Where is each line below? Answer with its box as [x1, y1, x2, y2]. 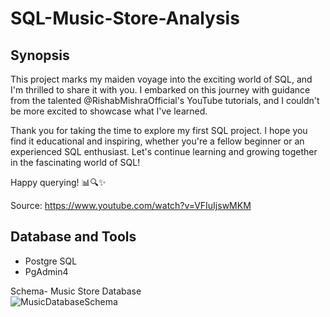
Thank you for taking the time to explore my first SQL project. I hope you [10, 125, 308, 136]
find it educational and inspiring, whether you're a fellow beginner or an [10, 135, 305, 147]
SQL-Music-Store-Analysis [10, 7, 240, 30]
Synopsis [10, 47, 70, 64]
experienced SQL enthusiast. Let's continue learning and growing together [10, 146, 318, 157]
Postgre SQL [24, 255, 78, 267]
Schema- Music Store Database [10, 285, 142, 297]
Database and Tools [10, 228, 137, 246]
